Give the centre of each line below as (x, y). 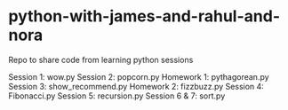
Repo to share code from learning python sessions (101, 59)
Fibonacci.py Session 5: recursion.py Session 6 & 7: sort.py (117, 96)
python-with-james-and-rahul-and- (144, 16)
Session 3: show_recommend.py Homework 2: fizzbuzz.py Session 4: (136, 86)
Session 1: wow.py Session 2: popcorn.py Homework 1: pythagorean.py (139, 76)
